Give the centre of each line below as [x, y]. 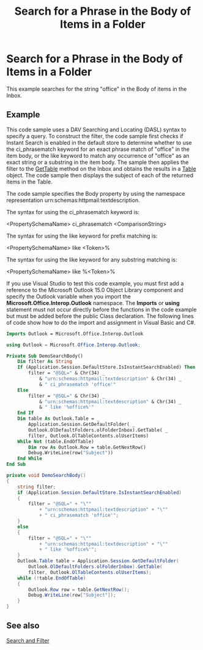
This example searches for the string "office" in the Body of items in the [97, 89]
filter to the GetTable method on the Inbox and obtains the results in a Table [102, 168]
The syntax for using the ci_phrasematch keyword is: [73, 212]
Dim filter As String [45, 362]
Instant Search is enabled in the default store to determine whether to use [99, 142]
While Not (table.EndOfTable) [56, 441]
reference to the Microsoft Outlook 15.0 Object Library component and [95, 290]
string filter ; [37, 487]
